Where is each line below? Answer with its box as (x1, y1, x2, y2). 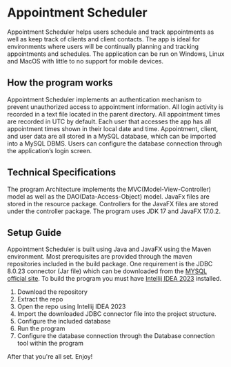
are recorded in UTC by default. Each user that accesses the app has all (7, 117, 212, 126)
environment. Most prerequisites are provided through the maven (7, 252, 192, 261)
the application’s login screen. (7, 146, 92, 155)
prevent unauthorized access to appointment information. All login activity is (7, 102, 224, 111)
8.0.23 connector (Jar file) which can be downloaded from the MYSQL (7, 267, 208, 275)
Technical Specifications (7, 167, 117, 179)
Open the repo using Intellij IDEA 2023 (17, 302, 126, 311)
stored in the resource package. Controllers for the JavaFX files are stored (7, 199, 219, 208)
